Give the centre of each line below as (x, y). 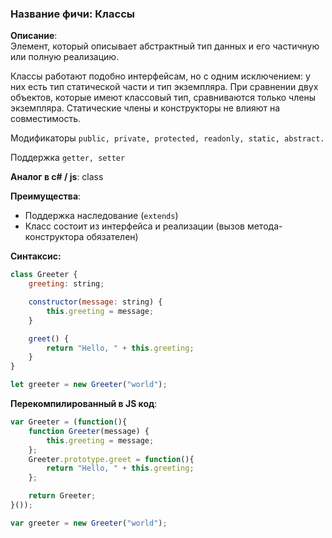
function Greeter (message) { (89, 431)
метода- (264, 226)
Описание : (34, 36)
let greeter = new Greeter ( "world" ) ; (89, 385)
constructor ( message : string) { (95, 302)
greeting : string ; (66, 284)
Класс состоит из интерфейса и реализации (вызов (134, 226)
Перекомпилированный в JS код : (84, 404)
